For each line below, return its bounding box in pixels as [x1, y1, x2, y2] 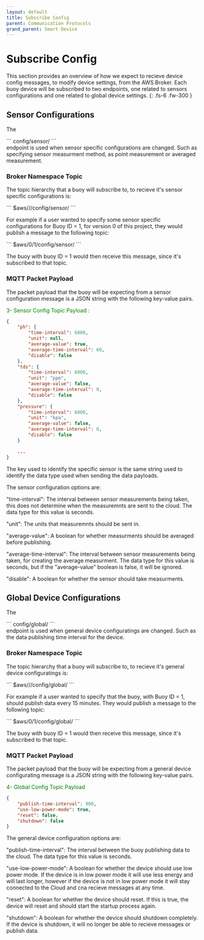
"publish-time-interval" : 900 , [17, 800, 97, 807]
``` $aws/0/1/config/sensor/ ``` [6, 241, 82, 248]
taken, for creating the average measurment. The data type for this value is [6, 556, 195, 564]
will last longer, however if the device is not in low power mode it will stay [6, 878, 190, 885]
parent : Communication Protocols [6, 20, 91, 26]
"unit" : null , [28, 335, 64, 342]
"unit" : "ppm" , [28, 375, 67, 381]
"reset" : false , [17, 812, 59, 818]
